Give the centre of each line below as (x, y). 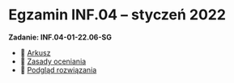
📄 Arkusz (35, 52)
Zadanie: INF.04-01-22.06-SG (60, 37)
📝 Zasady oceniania (53, 61)
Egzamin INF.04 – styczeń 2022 (117, 15)
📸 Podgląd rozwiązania (58, 69)
